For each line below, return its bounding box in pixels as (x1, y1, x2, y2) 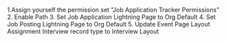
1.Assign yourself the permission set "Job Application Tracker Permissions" (7, 6, 220, 14)
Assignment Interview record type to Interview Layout (7, 27, 159, 35)
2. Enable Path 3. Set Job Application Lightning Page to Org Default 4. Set (7, 13, 216, 21)
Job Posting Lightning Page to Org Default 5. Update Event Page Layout (7, 20, 211, 28)
